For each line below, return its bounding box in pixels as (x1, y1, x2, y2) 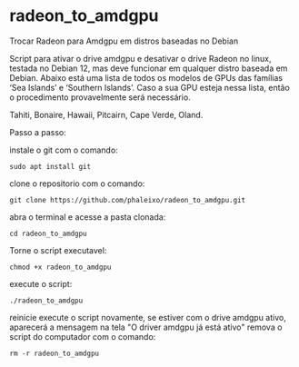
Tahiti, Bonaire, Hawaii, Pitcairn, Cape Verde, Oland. (9, 109, 204, 120)
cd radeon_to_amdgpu (9, 229, 88, 238)
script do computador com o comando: (9, 331, 156, 342)
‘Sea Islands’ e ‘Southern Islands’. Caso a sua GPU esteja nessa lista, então (9, 82, 291, 93)
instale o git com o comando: (9, 144, 118, 155)
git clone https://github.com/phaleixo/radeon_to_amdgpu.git (9, 195, 246, 204)
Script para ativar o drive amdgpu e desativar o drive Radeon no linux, (9, 53, 272, 64)
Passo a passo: (9, 126, 66, 137)
